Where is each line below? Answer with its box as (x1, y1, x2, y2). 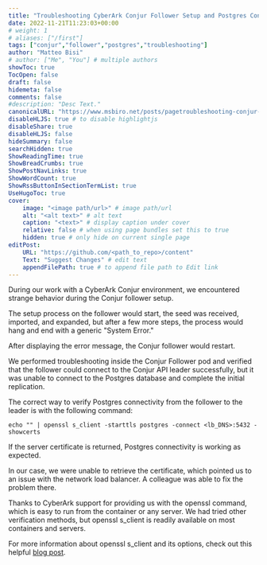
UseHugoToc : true (8, 189, 66, 197)
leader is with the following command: (8, 406, 133, 415)
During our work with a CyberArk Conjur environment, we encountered (8, 285, 240, 294)
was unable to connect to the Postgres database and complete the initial (8, 373, 245, 383)
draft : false (8, 78, 52, 86)
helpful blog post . (8, 547, 66, 557)
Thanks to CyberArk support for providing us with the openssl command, (8, 498, 248, 508)
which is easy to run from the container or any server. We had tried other (8, 507, 246, 516)
